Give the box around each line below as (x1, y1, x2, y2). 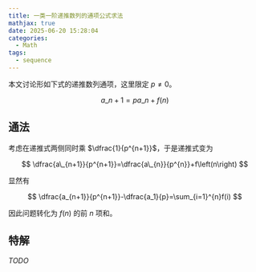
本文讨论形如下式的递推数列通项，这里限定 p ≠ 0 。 (8, 79, 177, 89)
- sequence (15, 57, 52, 65)
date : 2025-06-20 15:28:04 (8, 26, 99, 34)
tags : (8, 49, 26, 57)
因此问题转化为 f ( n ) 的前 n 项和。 (8, 208, 117, 218)
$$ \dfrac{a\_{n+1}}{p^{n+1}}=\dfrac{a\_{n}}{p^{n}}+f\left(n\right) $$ (21, 159, 249, 169)
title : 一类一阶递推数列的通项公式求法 (8, 11, 124, 20)
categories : (8, 34, 48, 42)
